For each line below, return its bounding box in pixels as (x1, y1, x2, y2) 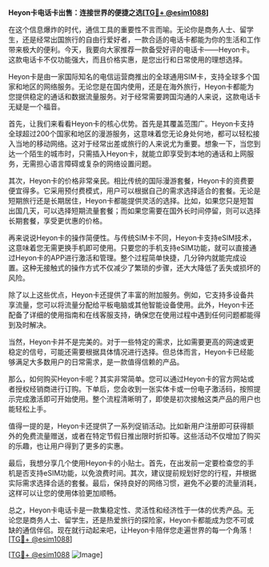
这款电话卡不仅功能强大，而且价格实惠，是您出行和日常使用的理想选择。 (8, 55, 247, 64)
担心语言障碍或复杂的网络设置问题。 (35, 159, 156, 168)
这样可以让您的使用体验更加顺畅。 (8, 489, 121, 497)
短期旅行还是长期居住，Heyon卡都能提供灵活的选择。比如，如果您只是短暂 (8, 196, 255, 205)
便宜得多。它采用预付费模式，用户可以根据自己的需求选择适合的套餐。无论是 (8, 186, 261, 195)
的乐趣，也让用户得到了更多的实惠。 (8, 441, 128, 451)
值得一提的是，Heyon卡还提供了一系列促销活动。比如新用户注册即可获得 (8, 421, 247, 431)
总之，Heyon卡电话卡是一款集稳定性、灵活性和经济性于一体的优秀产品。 (8, 505, 247, 515)
